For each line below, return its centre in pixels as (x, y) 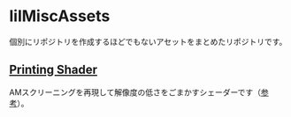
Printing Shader (54, 70)
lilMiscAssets (60, 16)
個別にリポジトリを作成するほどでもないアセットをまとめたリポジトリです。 (148, 41)
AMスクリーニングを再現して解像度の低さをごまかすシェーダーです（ (135, 92)
